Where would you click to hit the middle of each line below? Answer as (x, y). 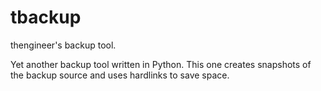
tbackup (46, 17)
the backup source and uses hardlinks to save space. (120, 75)
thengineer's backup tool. (63, 45)
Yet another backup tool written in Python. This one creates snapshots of (161, 64)
